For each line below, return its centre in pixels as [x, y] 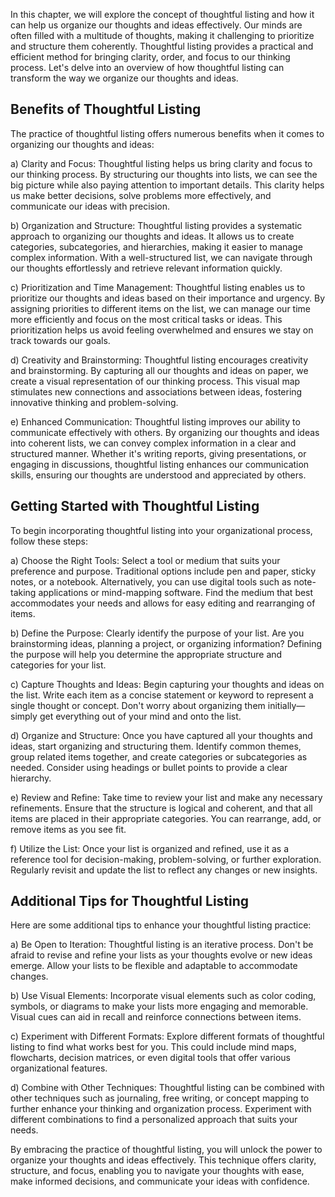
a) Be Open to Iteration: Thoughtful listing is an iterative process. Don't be [162, 945]
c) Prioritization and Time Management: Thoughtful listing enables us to [158, 287]
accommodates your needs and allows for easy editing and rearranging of [163, 603]
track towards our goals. [60, 340]
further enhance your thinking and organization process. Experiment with [161, 1109]
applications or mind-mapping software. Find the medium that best [176, 592]
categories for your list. [58, 665]
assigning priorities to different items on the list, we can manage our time [160, 308]
